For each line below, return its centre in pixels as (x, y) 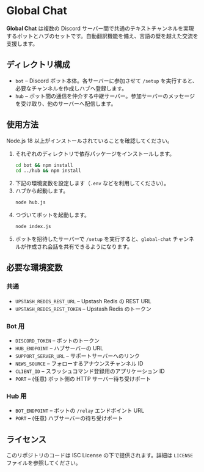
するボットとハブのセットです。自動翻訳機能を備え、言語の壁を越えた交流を (102, 36)
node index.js (33, 227)
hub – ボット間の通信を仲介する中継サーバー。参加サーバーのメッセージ (105, 96)
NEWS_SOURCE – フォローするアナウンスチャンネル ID (79, 364)
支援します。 (22, 43)
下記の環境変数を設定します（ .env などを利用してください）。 (92, 183)
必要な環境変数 (35, 267)
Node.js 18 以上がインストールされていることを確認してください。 (89, 141)
